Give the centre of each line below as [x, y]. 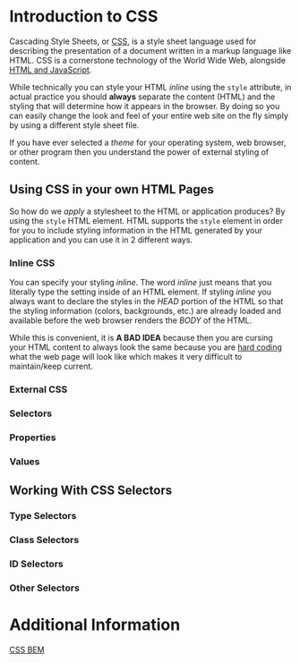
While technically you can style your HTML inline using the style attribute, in [150, 87]
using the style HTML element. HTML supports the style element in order [146, 220]
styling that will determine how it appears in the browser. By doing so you [145, 106]
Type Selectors [43, 516]
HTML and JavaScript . [51, 70]
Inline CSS [32, 263]
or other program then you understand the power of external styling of [139, 152]
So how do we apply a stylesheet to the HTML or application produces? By [147, 211]
